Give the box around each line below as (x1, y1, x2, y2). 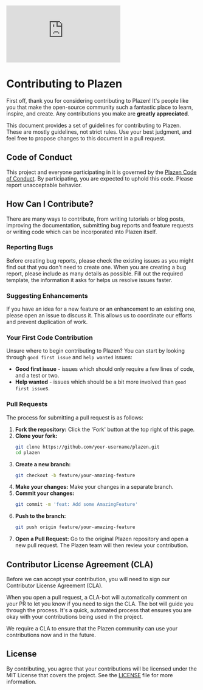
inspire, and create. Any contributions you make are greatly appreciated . (6, 109, 190, 117)
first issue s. (15, 385, 50, 392)
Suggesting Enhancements (6, 291, 88, 300)
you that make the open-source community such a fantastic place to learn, (6, 103, 193, 111)
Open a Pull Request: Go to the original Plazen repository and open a (15, 535, 188, 543)
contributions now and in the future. (6, 631, 96, 638)
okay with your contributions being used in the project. (6, 613, 143, 620)
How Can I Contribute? (6, 199, 94, 209)
